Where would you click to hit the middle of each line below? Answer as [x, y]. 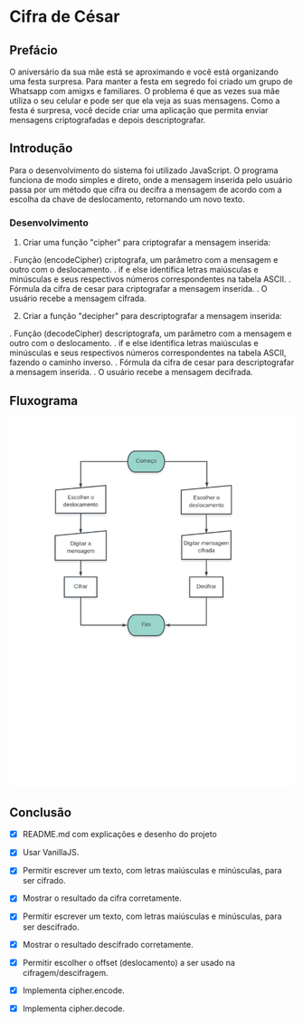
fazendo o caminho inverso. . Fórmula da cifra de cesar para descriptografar [152, 362]
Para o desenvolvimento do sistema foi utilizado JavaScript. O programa [144, 170]
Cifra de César [65, 17]
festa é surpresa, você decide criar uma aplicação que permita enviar [139, 110]
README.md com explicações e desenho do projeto [119, 835]
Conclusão [41, 812]
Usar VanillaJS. [51, 853]
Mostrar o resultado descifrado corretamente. [108, 944]
